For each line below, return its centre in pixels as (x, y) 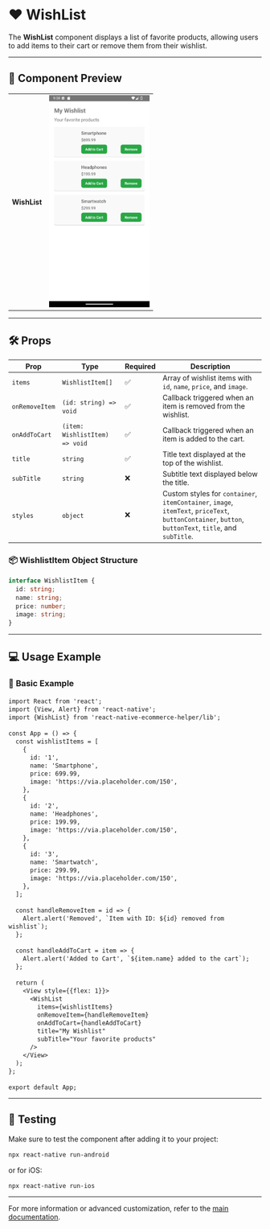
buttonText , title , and (200, 528)
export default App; (43, 1087)
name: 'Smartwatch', (64, 862)
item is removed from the (204, 406)
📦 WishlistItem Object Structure (73, 560)
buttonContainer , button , (203, 520)
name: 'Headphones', (64, 814)
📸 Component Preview (65, 78)
